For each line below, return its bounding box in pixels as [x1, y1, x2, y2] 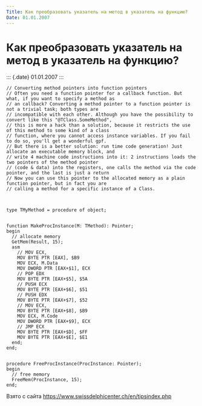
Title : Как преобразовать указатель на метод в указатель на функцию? [6, 8, 188, 15]
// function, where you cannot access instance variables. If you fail [6, 133, 191, 139]
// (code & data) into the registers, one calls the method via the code [6, 165, 197, 171]
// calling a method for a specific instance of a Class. [6, 186, 155, 192]
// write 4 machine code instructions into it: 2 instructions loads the [6, 154, 197, 161]
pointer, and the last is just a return [6, 170, 110, 176]
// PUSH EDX [17, 292, 47, 298]
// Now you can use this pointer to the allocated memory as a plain [6, 175, 186, 182]
